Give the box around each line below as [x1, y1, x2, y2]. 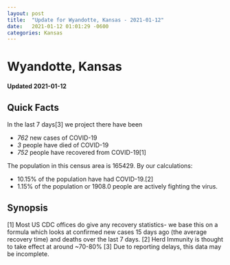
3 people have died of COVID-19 [16, 140, 109, 149]
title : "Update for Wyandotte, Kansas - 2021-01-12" [7, 17, 165, 23]
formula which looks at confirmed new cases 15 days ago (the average [7, 228, 207, 236]
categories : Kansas [7, 29, 63, 36]
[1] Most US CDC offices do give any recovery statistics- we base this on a [7, 220, 218, 229]
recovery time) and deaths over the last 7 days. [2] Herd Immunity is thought [7, 235, 224, 243]
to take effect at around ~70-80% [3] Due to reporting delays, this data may [7, 242, 222, 251]
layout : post [7, 10, 45, 17]
